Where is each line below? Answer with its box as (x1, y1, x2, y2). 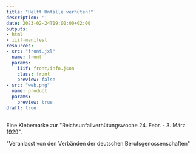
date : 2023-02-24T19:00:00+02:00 (6, 20, 91, 26)
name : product (12, 88, 47, 94)
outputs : (6, 25, 29, 32)
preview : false (17, 76, 56, 83)
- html (6, 32, 23, 38)
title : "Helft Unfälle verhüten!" (6, 8, 94, 15)
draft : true (6, 104, 36, 111)
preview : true (17, 99, 53, 105)
